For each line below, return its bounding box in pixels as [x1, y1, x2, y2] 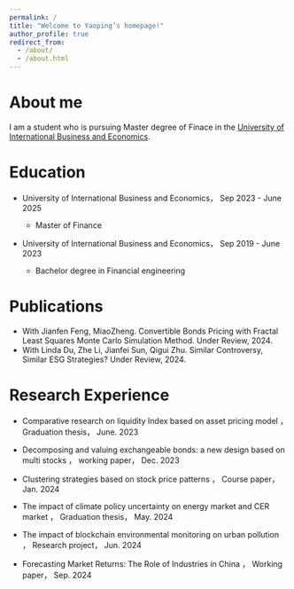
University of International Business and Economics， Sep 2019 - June [21, 238, 281, 248]
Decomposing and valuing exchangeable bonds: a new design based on [21, 444, 285, 455]
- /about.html [17, 54, 69, 63]
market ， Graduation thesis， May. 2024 [21, 511, 174, 522]
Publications [9, 296, 104, 317]
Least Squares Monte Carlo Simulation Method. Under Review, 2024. [21, 334, 273, 346]
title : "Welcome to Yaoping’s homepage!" [9, 21, 165, 30]
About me [9, 92, 83, 113]
